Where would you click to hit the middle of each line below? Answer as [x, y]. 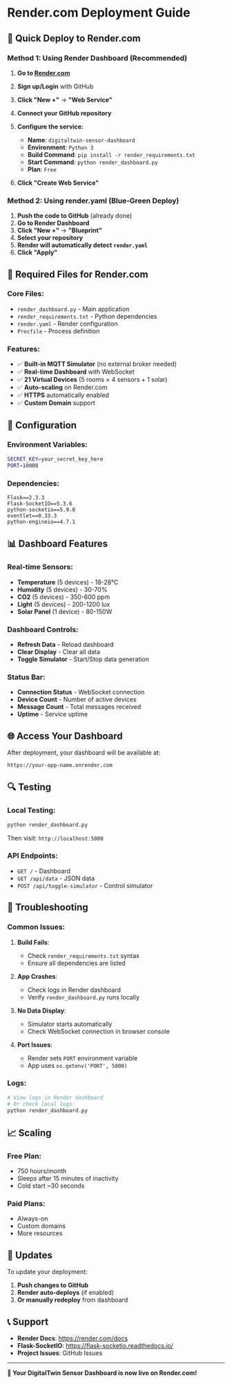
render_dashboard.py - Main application [73, 308]
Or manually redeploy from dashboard [72, 1300]
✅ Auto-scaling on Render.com [62, 387]
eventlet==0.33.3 [32, 516]
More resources [40, 1233]
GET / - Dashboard [44, 871]
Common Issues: [36, 927]
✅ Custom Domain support [56, 403]
